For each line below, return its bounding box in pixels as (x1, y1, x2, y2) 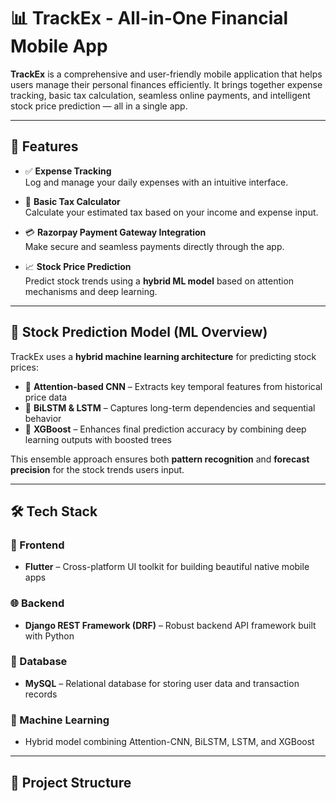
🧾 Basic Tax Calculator (24, 195, 121, 207)
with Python (24, 630, 75, 642)
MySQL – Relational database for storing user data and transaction (24, 677, 300, 689)
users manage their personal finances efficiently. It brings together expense (10, 78, 323, 90)
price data (24, 391, 68, 403)
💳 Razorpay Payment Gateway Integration (24, 226, 207, 238)
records (24, 688, 58, 700)
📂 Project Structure (10, 774, 132, 791)
